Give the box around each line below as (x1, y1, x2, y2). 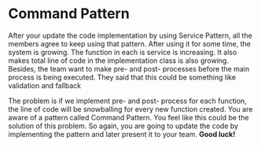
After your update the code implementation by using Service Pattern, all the (8, 31, 253, 40)
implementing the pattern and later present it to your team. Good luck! (8, 129, 236, 138)
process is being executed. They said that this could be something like (8, 72, 237, 82)
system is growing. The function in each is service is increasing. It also (8, 47, 237, 57)
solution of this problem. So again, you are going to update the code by (8, 121, 238, 130)
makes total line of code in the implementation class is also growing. (8, 56, 230, 65)
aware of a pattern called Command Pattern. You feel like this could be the (8, 112, 249, 122)
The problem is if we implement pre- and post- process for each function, (8, 96, 248, 105)
